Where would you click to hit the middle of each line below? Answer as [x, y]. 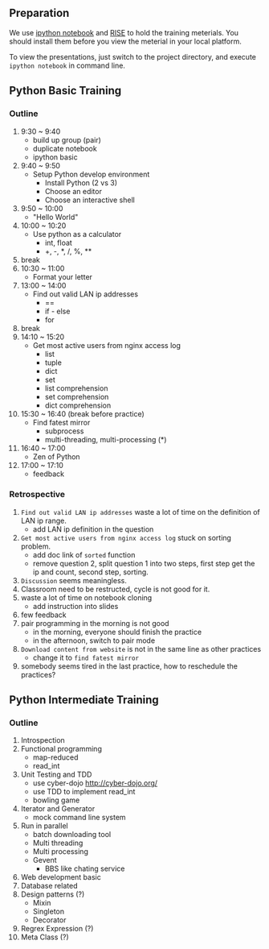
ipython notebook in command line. [67, 65]
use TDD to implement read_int [84, 792]
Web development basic [61, 877]
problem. [36, 546]
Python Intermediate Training [84, 700]
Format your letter [63, 276]
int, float [59, 242]
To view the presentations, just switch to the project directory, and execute [132, 56]
